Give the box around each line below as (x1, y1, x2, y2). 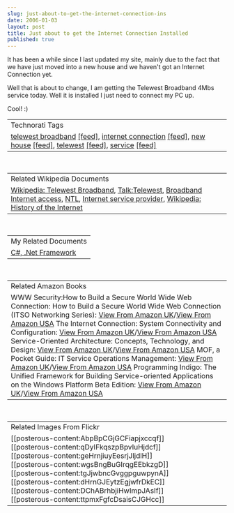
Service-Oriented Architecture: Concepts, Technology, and (10, 336, 205, 346)
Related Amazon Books (10, 281, 87, 291)
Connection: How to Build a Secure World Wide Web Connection (10, 302, 221, 311)
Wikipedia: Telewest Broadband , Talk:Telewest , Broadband (10, 186, 203, 195)
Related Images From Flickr (10, 422, 100, 432)
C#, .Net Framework (10, 248, 77, 258)
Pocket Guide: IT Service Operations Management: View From (10, 354, 214, 364)
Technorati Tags (10, 120, 64, 130)
